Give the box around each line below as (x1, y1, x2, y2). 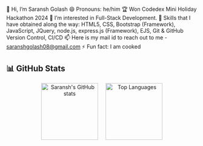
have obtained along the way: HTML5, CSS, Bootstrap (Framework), (6, 21, 176, 28)
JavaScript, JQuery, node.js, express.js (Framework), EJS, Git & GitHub (6, 27, 184, 34)
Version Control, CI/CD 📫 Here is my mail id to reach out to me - (6, 34, 168, 41)
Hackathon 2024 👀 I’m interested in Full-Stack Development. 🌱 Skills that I (6, 15, 191, 21)
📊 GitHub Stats (6, 64, 65, 74)
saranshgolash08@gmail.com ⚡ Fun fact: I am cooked (6, 43, 141, 50)
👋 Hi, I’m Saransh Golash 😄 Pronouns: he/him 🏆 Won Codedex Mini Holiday (6, 5, 197, 13)
